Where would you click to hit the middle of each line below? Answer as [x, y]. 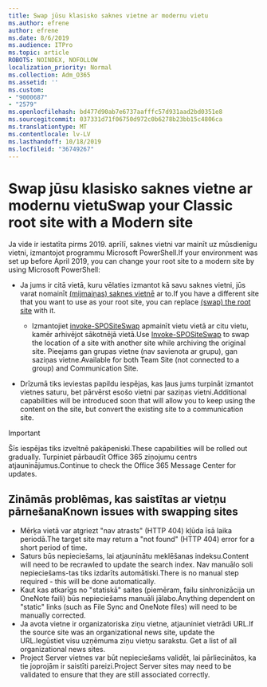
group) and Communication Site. [85, 368]
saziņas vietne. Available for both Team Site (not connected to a [135, 360]
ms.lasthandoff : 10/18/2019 [55, 141]
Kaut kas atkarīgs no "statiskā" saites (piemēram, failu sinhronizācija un [137, 590]
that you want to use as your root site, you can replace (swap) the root [135, 302]
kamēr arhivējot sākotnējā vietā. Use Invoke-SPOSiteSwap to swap [140, 335]
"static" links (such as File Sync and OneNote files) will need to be [128, 607]
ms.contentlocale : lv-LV [49, 134]
